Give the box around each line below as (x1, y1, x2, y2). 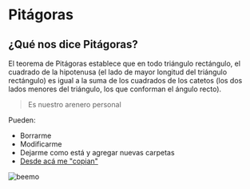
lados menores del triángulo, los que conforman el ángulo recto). (8, 84, 222, 94)
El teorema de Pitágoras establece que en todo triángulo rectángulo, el (8, 58, 241, 68)
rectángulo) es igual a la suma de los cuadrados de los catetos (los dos (8, 76, 243, 85)
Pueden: (8, 115, 36, 125)
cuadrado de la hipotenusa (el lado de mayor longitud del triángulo (8, 67, 228, 77)
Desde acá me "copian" (19, 156, 98, 166)
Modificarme (19, 139, 62, 149)
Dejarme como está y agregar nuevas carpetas (19, 148, 175, 157)
